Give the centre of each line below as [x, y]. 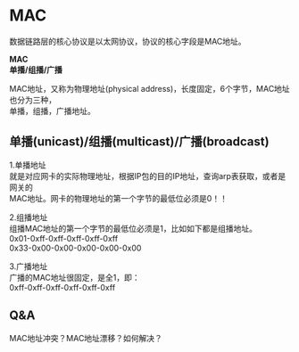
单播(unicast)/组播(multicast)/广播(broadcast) [139, 142]
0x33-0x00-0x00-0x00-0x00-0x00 [75, 248]
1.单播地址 [28, 165]
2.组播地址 [29, 217]
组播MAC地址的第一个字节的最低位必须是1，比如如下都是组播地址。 [133, 228]
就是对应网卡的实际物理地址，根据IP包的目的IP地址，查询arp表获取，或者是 [148, 176]
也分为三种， [33, 100]
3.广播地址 [29, 266]
